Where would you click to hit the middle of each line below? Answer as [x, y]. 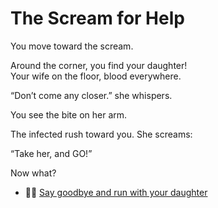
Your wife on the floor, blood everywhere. [96, 76]
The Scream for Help [97, 18]
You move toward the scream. [72, 46]
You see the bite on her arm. [69, 114]
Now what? [33, 173]
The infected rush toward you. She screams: [101, 134]
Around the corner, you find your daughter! [99, 65]
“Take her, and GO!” [51, 153]
